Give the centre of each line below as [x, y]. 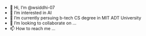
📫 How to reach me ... [32, 28]
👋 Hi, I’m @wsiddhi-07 [32, 8]
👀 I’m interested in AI [31, 13]
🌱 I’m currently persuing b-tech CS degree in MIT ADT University [75, 18]
